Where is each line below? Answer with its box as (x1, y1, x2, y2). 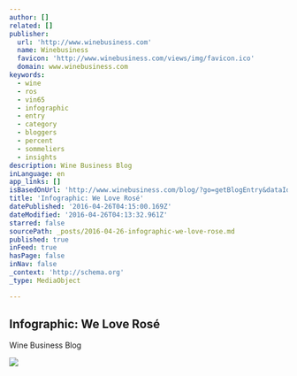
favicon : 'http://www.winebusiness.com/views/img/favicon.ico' (17, 54, 255, 63)
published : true (9, 235, 69, 244)
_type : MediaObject (9, 276, 81, 285)
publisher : (9, 29, 49, 38)
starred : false (9, 219, 65, 227)
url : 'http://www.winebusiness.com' (17, 37, 152, 47)
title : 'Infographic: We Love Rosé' (9, 194, 144, 203)
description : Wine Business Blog (9, 161, 133, 170)
